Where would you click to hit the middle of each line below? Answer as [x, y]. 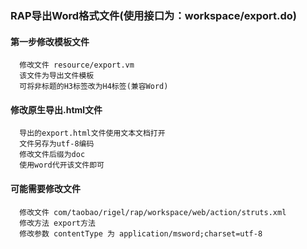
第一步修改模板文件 [50, 41]
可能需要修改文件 [45, 188]
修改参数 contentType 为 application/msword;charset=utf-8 [141, 233]
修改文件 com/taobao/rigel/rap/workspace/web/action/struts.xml [153, 212]
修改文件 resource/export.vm [77, 65]
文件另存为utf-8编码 [57, 144]
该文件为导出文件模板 [57, 76]
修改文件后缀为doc [52, 155]
